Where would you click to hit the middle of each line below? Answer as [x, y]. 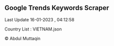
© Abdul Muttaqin [23, 38]
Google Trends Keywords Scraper [57, 8]
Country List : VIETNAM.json [33, 29]
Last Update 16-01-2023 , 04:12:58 [39, 19]
